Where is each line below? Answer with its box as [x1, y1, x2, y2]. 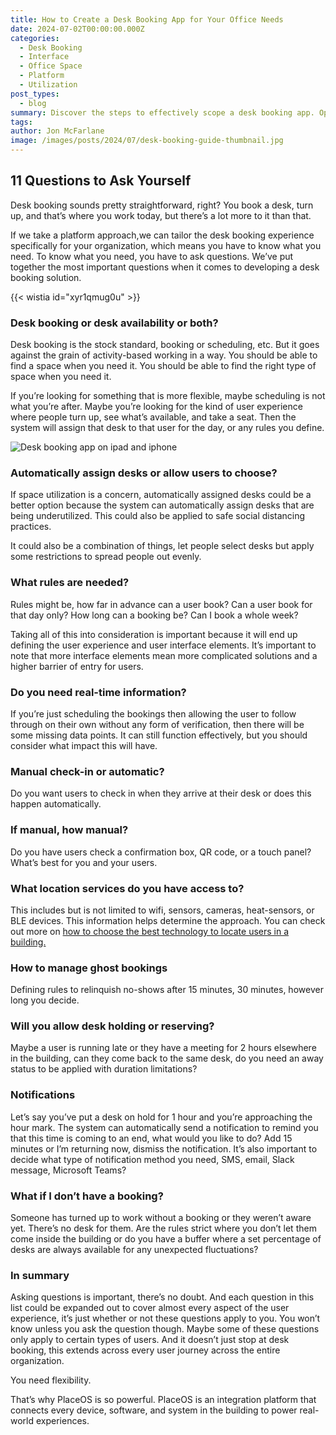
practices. [10, 521, 52, 533]
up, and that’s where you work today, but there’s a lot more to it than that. [10, 209, 312, 221]
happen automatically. [10, 798, 102, 810]
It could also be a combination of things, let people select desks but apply [10, 540, 315, 552]
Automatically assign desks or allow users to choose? [10, 466, 278, 480]
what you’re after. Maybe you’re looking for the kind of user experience [10, 401, 303, 413]
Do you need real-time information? [10, 685, 187, 699]
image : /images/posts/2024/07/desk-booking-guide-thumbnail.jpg [10, 136, 284, 146]
